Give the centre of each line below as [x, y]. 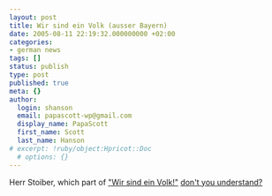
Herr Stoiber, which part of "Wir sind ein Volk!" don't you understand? [136, 182]
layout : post [33, 17]
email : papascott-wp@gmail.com [75, 116]
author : [23, 99]
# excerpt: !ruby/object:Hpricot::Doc [80, 148]
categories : [31, 42]
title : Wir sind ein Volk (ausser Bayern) [88, 26]
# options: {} [43, 157]
